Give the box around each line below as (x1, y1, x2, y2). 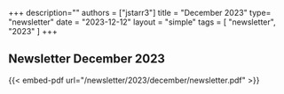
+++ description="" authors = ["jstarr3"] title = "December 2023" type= (8, 8, 272, 18)
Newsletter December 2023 (8, 52, 166, 67)
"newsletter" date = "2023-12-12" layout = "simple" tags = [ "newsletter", (8, 17, 276, 27)
